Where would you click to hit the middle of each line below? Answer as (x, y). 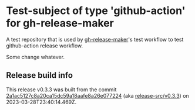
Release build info (40, 75)
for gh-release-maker (60, 23)
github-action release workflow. (45, 46)
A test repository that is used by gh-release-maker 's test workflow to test (95, 39)
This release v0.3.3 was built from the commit (61, 90)
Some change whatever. (35, 57)
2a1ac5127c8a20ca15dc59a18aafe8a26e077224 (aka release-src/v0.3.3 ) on (97, 95)
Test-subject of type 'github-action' (96, 11)
